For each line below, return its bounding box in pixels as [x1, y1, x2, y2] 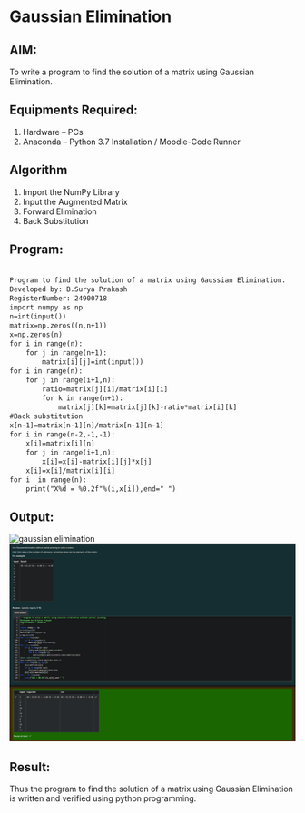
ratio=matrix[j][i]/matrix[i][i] [42, 385, 169, 394]
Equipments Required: [9, 103, 138, 118]
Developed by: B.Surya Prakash [9, 285, 128, 294]
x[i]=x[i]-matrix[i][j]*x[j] [42, 457, 152, 466]
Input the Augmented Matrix [22, 196, 129, 207]
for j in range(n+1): [25, 348, 107, 358]
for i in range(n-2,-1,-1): [9, 430, 116, 439]
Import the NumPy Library [22, 186, 120, 197]
